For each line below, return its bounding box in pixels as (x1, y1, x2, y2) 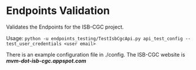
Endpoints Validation (6, 4, 110, 17)
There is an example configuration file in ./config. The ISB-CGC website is (6, 51, 185, 58)
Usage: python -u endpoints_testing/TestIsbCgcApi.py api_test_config (6, 34, 183, 41)
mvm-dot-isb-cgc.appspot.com (6, 57, 87, 64)
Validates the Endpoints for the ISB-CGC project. (6, 23, 124, 30)
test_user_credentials (6, 41, 62, 47)
